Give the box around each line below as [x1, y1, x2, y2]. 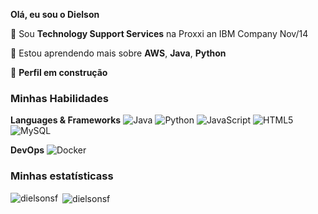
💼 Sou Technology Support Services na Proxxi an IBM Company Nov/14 [10, 28, 309, 39]
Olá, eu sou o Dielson [10, 9, 100, 20]
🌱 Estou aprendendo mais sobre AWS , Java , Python [10, 47, 227, 59]
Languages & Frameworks [10, 114, 122, 126]
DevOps [10, 144, 45, 156]
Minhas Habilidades [10, 91, 109, 105]
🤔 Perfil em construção [10, 67, 108, 78]
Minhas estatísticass [10, 169, 114, 183]
